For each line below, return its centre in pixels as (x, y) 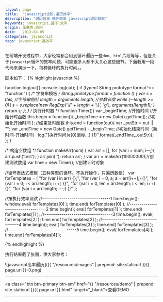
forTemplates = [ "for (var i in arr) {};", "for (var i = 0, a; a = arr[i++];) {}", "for (81, 178)
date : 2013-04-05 (25, 32)
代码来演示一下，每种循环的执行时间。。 (44, 67)
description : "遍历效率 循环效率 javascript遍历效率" (56, 18)
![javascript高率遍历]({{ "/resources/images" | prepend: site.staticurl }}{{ (77, 264)
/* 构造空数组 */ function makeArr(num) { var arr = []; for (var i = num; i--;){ (80, 150)
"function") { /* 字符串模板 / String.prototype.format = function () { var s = (79, 93)
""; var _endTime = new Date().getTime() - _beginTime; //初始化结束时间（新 (81, 128)
